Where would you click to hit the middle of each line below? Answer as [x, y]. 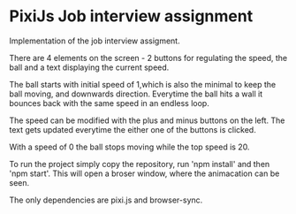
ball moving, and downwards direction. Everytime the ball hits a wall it [136, 94]
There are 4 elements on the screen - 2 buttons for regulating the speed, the [148, 57]
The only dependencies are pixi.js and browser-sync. [106, 200]
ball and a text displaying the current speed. [89, 67]
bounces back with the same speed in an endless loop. [109, 103]
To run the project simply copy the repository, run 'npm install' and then [140, 164]
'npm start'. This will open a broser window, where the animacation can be [144, 173]
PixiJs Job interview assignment [131, 16]
